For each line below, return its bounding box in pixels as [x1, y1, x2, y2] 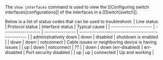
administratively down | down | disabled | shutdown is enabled [33, 34, 158, 40]
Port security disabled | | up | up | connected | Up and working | [26, 49, 154, 55]
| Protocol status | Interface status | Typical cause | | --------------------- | [5, 24, 155, 30]
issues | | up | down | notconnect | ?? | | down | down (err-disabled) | [5, 45, 143, 50]
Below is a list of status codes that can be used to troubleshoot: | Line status [5, 19, 158, 24]
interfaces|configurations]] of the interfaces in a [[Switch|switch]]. [5, 9, 138, 15]
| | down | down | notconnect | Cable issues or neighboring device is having [5, 39, 157, 45]
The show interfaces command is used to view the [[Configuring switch [5, 4, 149, 10]
